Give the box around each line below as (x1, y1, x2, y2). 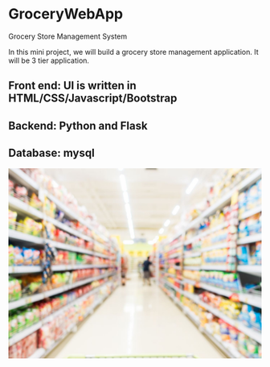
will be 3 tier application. (8, 56, 90, 65)
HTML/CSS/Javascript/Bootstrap (8, 92, 178, 105)
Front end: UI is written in (8, 79, 137, 93)
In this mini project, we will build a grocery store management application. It (8, 47, 259, 56)
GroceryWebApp (8, 5, 124, 23)
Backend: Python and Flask (8, 118, 148, 133)
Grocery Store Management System (8, 31, 128, 41)
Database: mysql (8, 146, 95, 160)
